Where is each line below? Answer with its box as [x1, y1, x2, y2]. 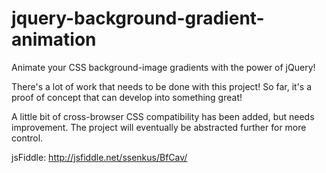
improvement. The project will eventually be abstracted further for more [11, 121, 307, 133]
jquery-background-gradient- [11, 7, 265, 30]
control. [11, 132, 44, 144]
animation [11, 28, 97, 51]
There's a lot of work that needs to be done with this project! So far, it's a [11, 80, 313, 92]
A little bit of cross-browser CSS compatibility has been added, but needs [11, 110, 315, 122]
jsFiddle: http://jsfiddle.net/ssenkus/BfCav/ [11, 151, 188, 163]
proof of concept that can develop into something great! [11, 91, 243, 103]
